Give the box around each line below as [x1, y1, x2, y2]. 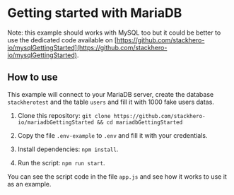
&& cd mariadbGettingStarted [96, 119, 183, 126]
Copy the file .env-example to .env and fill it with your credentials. [17, 131, 208, 139]
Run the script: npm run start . [17, 158, 105, 167]
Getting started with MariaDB [7, 5, 182, 21]
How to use [7, 71, 58, 83]
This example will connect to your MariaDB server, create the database [7, 90, 214, 98]
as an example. [7, 179, 52, 188]
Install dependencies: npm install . [17, 145, 119, 153]
